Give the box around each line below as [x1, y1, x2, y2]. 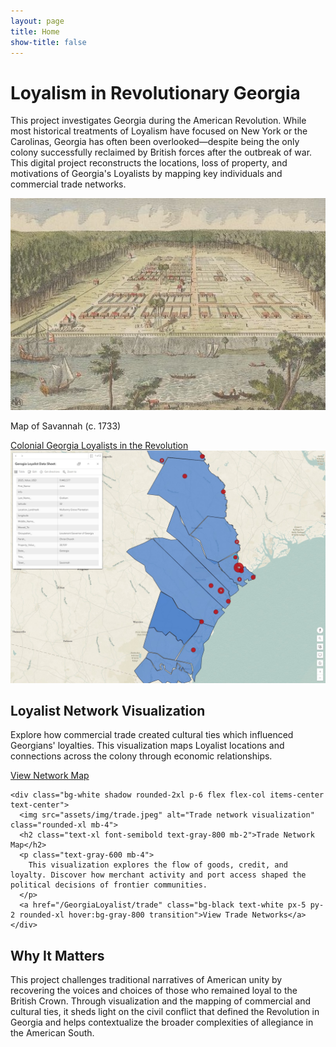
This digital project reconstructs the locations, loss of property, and [10, 157, 288, 169]
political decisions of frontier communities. [10, 880, 208, 890]
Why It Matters [10, 947, 105, 964]
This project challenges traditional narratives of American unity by [10, 974, 283, 986]
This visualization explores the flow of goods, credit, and [28, 860, 288, 870]
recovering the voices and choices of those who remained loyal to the [10, 985, 298, 997]
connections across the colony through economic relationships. [10, 750, 273, 762]
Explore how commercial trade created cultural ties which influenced [10, 729, 294, 741]
